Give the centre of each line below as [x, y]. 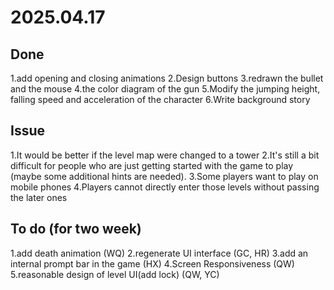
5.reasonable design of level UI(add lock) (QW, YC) [115, 274]
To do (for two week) [76, 229]
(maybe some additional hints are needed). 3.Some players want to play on [164, 176]
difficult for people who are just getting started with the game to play [152, 165]
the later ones [39, 197]
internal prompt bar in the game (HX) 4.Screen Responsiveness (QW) [152, 263]
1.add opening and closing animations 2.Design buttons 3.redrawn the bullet [167, 78]
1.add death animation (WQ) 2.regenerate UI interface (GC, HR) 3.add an [159, 253]
